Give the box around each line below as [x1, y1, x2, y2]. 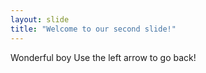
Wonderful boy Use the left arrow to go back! [10, 51, 197, 63]
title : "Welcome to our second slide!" [10, 24, 177, 34]
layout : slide [10, 14, 70, 25]
